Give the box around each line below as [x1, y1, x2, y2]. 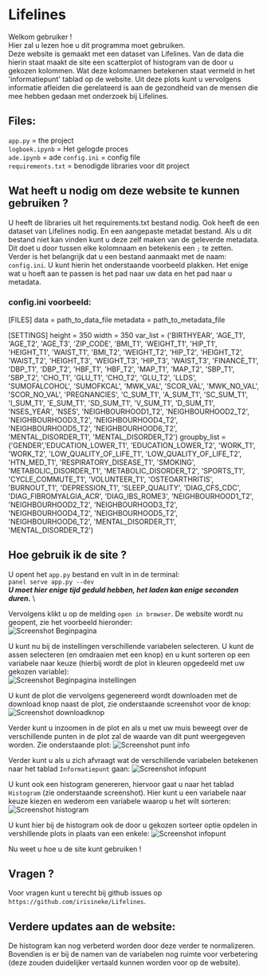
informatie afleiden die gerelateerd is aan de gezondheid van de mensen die [8, 82, 259, 92]
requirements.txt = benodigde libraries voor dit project [8, 161, 190, 171]
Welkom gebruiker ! [8, 32, 73, 41]
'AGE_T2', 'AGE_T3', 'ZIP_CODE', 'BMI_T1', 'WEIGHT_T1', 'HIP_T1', [8, 339, 218, 348]
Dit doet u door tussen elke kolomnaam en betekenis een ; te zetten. [8, 243, 234, 253]
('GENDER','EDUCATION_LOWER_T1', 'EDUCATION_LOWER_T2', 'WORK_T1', [8, 440, 257, 450]
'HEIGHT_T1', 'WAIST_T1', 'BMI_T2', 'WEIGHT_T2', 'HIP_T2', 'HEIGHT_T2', [8, 347, 244, 356]
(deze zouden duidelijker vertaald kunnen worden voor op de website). [8, 958, 241, 968]
